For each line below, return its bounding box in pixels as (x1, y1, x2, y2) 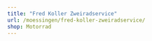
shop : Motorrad (7, 23, 52, 30)
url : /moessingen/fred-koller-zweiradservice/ (7, 17, 146, 24)
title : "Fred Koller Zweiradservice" (7, 10, 118, 17)
